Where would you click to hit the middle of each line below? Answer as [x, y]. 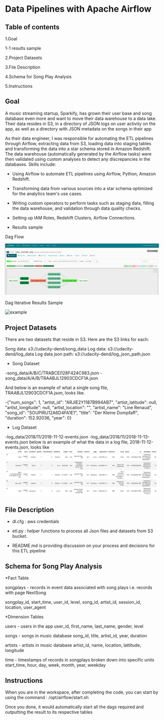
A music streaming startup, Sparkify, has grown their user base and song [79, 113]
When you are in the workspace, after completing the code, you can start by [82, 692]
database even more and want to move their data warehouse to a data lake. [81, 118]
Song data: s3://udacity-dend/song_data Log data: [56, 349]
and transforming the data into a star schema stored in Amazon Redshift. [78, 149]
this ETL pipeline [29, 551]
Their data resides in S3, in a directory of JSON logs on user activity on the [80, 124]
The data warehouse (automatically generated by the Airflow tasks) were [78, 154]
